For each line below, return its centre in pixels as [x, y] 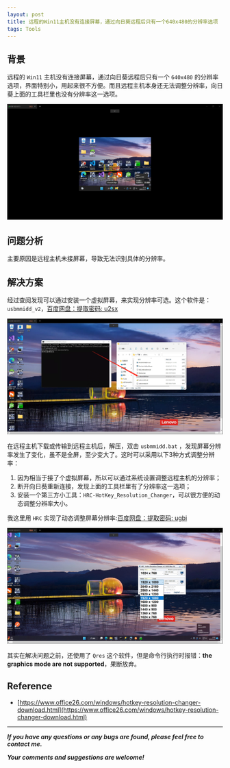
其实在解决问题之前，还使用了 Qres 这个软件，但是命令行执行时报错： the [110, 656]
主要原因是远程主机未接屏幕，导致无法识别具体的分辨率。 [88, 259]
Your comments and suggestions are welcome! [76, 758]
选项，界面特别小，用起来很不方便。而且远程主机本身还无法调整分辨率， [109, 86]
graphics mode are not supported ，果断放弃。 [74, 664]
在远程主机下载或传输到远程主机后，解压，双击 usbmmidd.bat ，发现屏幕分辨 [114, 446]
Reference [30, 686]
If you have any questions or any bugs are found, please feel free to [105, 737]
